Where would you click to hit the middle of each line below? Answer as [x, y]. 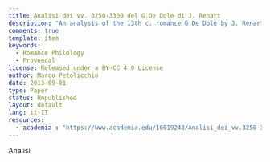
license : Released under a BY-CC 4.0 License [86, 68]
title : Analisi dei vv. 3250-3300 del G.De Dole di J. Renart [115, 16]
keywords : [25, 46]
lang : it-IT [28, 113]
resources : [27, 120]
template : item [34, 38]
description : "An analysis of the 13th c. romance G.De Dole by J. [124, 23]
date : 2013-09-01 [37, 83]
